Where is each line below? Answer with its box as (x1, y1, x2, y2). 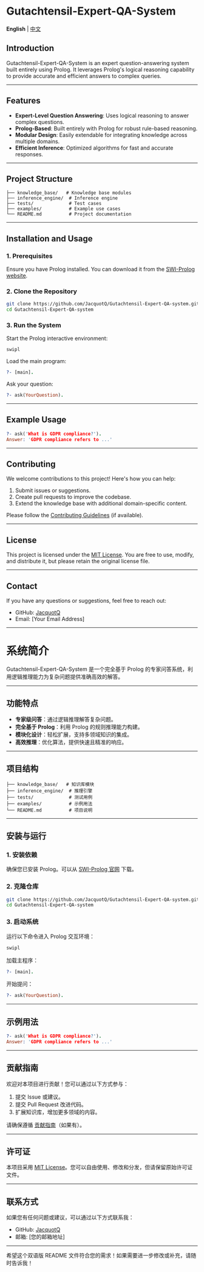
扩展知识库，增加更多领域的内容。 (15, 1108, 101, 1116)
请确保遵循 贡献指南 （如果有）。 (6, 1121, 85, 1128)
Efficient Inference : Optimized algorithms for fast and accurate (15, 144, 174, 151)
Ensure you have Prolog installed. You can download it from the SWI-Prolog (6, 266, 195, 273)
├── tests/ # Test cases (6, 201, 102, 207)
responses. (15, 150, 44, 158)
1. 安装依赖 (6, 850, 38, 859)
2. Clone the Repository (6, 287, 78, 296)
